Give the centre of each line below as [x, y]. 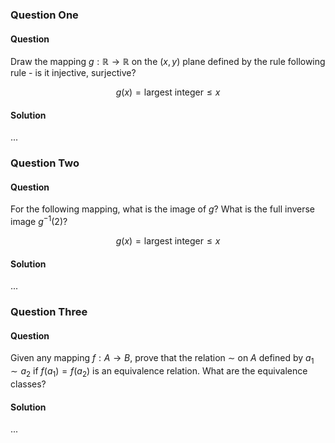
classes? [28, 384]
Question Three [49, 312]
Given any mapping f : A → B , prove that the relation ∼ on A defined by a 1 [162, 359]
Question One [44, 15]
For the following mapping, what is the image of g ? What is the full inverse [163, 209]
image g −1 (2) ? [39, 221]
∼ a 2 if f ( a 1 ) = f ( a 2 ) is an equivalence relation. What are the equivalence [159, 372]
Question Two [45, 163]
